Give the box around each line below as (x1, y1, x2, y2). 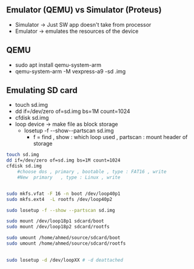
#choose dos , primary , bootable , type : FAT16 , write (17, 169, 167, 175)
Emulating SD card (6, 85, 78, 96)
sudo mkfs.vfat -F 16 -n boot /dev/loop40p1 (6, 191, 121, 197)
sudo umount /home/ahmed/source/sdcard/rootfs (6, 240, 126, 247)
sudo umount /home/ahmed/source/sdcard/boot (6, 235, 121, 241)
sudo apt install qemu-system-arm (15, 61, 102, 69)
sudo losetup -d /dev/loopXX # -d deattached (6, 257, 123, 263)
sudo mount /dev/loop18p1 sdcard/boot (6, 218, 104, 224)
